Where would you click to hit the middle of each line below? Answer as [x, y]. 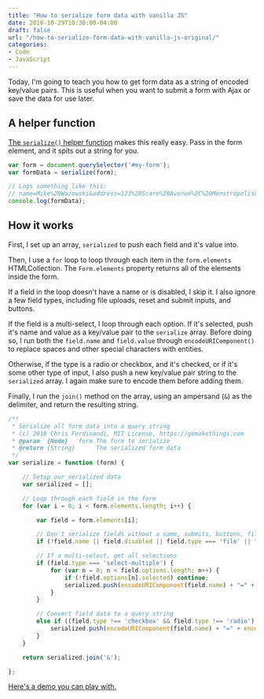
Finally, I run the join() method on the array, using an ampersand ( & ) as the [130, 396]
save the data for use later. [51, 98]
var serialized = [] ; [57, 484]
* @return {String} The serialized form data [96, 448]
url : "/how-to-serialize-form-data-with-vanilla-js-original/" [114, 37]
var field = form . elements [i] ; [88, 520]
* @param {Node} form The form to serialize [91, 441]
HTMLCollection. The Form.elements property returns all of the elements [125, 268]
